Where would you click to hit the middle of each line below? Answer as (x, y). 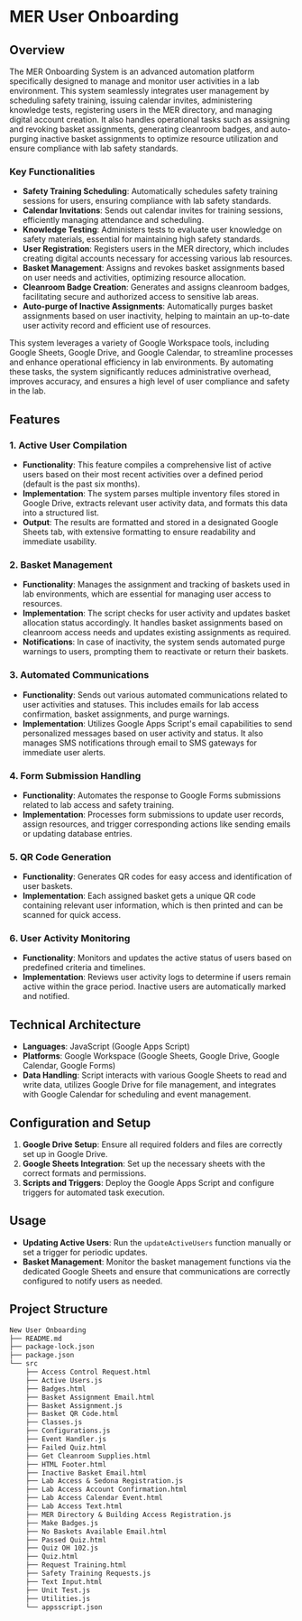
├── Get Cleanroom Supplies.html (88, 1456)
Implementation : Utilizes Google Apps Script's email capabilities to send (157, 723)
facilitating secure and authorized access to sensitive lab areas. (141, 297)
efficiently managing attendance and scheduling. (113, 220)
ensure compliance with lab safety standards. (94, 148)
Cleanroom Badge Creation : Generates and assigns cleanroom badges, (156, 287)
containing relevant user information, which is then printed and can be (153, 905)
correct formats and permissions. (84, 1173)
